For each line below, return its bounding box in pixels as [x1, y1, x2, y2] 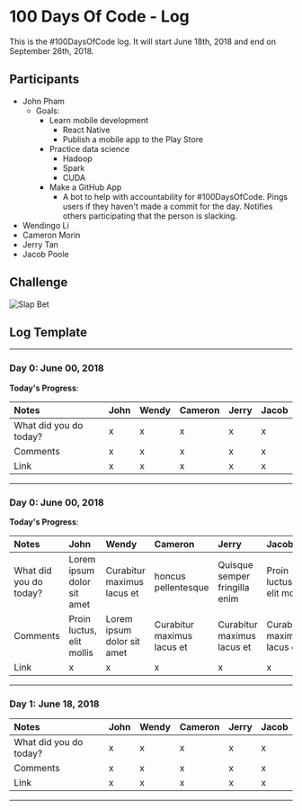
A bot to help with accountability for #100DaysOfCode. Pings [62, 191, 289, 202]
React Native [62, 124, 111, 135]
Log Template [9, 324, 88, 339]
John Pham [22, 95, 66, 106]
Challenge [9, 274, 68, 290]
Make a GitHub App [49, 182, 122, 193]
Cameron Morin [22, 229, 81, 240]
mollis [68, 646, 94, 659]
